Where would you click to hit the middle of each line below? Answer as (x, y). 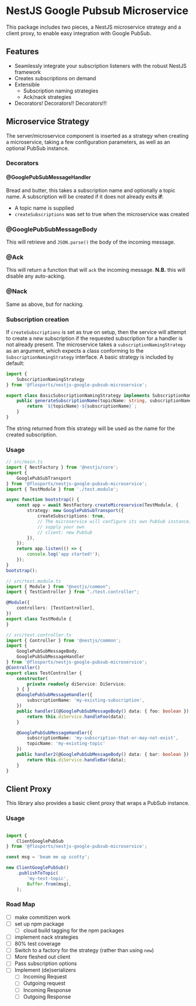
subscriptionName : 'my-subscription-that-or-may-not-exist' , (103, 738)
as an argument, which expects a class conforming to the (75, 350)
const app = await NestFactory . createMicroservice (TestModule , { (98, 505)
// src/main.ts (24, 462)
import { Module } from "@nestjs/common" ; (58, 586)
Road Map (21, 905)
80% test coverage (38, 944)
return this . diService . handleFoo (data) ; (77, 717)
